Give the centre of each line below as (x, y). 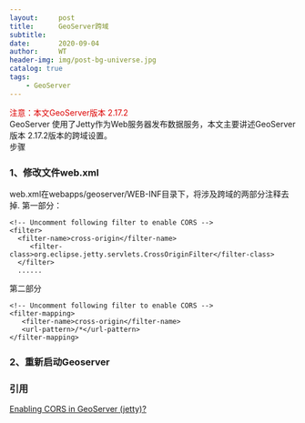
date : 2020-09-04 (55, 43)
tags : (20, 77)
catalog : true (36, 69)
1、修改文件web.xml (54, 172)
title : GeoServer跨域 (59, 26)
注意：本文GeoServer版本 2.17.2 (69, 112)
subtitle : (28, 35)
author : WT (38, 52)
